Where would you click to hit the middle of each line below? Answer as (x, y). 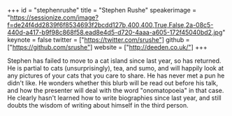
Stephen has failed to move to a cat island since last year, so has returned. (114, 61)
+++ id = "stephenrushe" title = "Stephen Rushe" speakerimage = (102, 10)
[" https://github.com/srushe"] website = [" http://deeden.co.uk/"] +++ (107, 47)
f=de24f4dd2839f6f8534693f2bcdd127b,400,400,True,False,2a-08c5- (110, 25)
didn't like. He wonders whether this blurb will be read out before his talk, (113, 83)
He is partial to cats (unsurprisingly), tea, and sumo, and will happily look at (116, 68)
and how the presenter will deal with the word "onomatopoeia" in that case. (116, 90)
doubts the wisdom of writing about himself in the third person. (98, 105)
